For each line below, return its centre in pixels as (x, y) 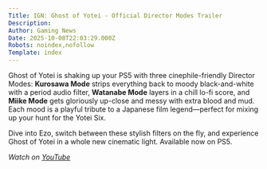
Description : (30, 23)
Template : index (35, 53)
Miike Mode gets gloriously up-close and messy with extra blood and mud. (132, 101)
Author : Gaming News (43, 30)
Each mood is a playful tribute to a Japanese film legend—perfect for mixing (133, 109)
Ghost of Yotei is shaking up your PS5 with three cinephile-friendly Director (132, 75)
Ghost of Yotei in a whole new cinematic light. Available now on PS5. (120, 141)
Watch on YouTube (39, 157)
